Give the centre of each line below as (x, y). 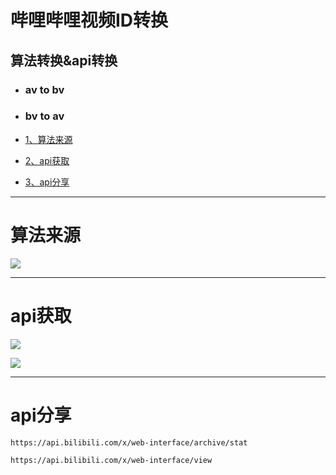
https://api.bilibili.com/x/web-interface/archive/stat (129, 442)
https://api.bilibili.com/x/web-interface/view (111, 460)
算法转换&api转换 (64, 60)
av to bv (44, 89)
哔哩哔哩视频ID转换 (89, 20)
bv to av (44, 116)
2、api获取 (47, 160)
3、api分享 (47, 182)
